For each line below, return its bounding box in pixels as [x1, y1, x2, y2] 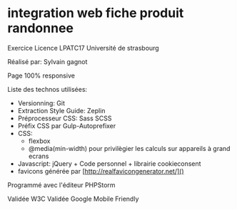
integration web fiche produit [7, 5, 184, 21]
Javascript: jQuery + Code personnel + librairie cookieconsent [17, 159, 201, 168]
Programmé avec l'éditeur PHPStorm [7, 180, 116, 189]
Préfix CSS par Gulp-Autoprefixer [17, 121, 116, 130]
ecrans [28, 152, 49, 160]
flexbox [28, 137, 51, 145]
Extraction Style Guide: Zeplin [17, 106, 106, 115]
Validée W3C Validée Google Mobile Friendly [7, 194, 139, 203]
